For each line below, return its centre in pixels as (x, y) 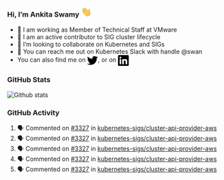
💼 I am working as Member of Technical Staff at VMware (97, 30)
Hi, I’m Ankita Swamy (43, 14)
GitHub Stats (29, 80)
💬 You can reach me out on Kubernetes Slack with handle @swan (110, 52)
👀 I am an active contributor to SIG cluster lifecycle (89, 36)
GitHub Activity (33, 113)
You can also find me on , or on (67, 59)
